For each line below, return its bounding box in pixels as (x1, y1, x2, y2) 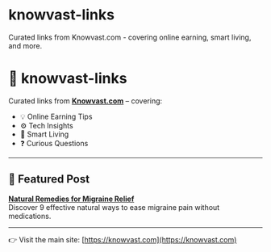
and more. (8, 40, 43, 50)
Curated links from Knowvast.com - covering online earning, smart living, (8, 32, 252, 42)
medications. (8, 211, 52, 220)
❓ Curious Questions (19, 138, 89, 148)
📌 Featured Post (8, 172, 90, 187)
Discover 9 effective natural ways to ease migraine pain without (8, 202, 220, 212)
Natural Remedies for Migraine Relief (8, 194, 135, 204)
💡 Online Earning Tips (19, 111, 93, 121)
